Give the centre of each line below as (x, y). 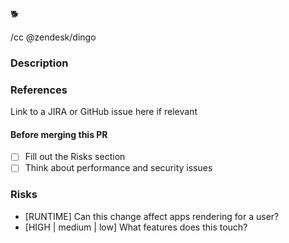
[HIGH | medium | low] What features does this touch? (136, 227)
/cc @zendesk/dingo (53, 37)
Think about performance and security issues (118, 168)
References (39, 90)
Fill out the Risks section (75, 157)
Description (39, 63)
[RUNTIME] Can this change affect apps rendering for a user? (152, 216)
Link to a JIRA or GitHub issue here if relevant (104, 112)
